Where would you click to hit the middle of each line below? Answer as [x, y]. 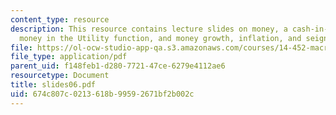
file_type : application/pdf [69, 57]
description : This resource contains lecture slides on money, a [149, 29]
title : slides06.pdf [53, 85]
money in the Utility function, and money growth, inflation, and [160, 38]
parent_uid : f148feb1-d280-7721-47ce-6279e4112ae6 [118, 66]
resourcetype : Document [60, 76]
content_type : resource [60, 19]
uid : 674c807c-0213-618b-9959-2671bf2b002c [102, 94]
